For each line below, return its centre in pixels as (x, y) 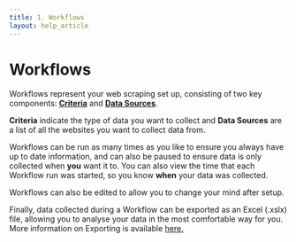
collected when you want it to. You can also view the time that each (132, 166)
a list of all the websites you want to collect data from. (107, 130)
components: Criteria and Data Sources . (83, 104)
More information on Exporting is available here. (96, 229)
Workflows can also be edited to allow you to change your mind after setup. (147, 192)
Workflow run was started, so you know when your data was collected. (139, 176)
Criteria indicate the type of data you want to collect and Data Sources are (146, 121)
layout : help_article (49, 26)
